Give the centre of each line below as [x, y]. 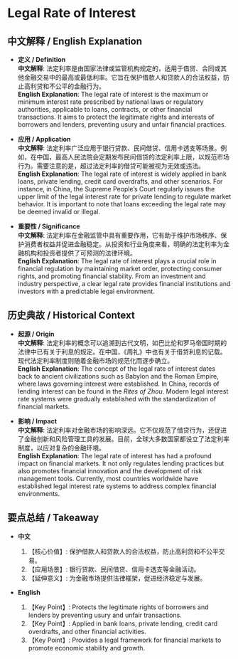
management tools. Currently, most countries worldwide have [108, 478]
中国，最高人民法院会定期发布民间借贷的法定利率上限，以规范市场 [133, 157]
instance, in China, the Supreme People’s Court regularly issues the [116, 189]
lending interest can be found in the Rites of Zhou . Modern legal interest [123, 391]
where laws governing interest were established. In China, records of [119, 384]
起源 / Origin [36, 334]
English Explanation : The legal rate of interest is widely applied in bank [122, 174]
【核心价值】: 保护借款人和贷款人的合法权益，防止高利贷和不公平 [123, 551]
